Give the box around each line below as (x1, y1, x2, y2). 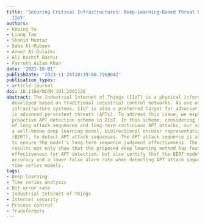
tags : (6, 168, 20, 174)
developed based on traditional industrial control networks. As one (12, 100, 192, 106)
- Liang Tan (6, 32, 37, 38)
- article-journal (6, 83, 53, 89)
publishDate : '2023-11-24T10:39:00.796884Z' (6, 71, 121, 78)
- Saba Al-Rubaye (6, 43, 51, 49)
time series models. (12, 163, 64, 169)
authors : (6, 20, 29, 26)
